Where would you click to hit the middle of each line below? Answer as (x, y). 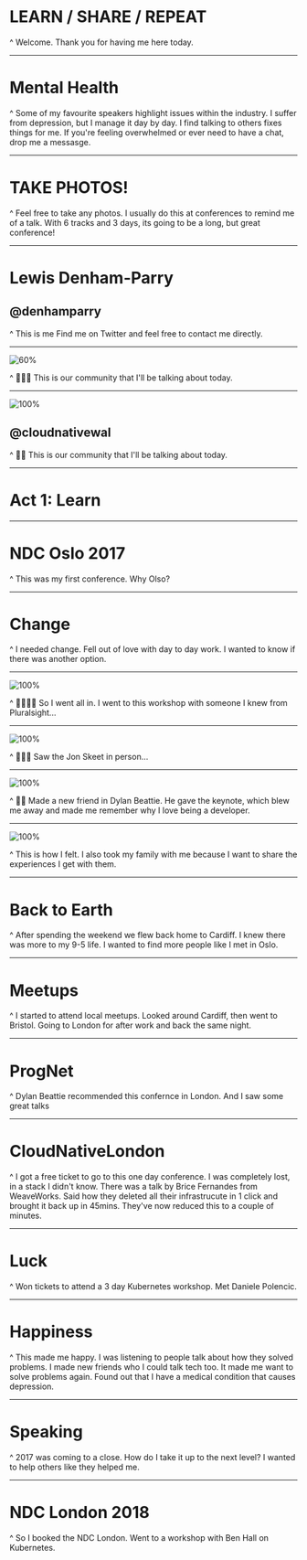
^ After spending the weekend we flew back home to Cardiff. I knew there (148, 935)
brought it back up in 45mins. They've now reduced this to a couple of (142, 1206)
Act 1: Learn (55, 500)
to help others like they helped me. (74, 1467)
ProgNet (42, 1071)
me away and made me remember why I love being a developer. (130, 810)
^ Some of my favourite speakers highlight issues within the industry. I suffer (153, 112)
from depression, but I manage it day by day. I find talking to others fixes (146, 123)
